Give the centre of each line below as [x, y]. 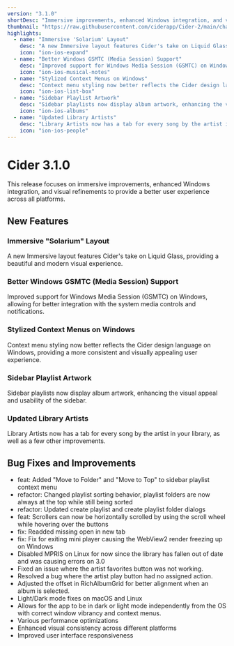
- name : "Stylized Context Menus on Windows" [81, 78]
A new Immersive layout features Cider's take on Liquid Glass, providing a [113, 256]
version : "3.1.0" [32, 14]
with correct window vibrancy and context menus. [89, 613]
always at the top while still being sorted [75, 502]
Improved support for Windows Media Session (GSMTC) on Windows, [107, 296]
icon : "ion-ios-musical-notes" [65, 72]
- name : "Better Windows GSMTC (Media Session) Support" [98, 59]
